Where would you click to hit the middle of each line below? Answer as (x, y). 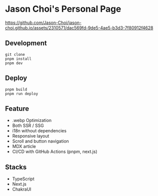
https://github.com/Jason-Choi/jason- (43, 23)
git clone (15, 54)
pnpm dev (14, 63)
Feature (17, 109)
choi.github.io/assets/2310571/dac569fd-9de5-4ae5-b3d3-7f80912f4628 (79, 27)
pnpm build (16, 89)
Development (26, 43)
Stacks (16, 167)
